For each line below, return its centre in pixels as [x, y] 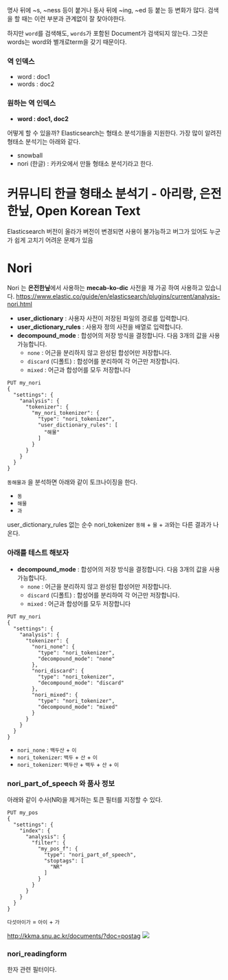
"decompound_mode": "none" [76, 659]
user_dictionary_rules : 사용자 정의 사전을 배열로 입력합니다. [100, 327]
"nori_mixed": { [55, 695]
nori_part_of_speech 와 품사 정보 [61, 783]
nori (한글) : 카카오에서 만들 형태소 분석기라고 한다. [85, 163]
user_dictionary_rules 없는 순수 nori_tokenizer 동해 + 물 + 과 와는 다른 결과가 [109, 525]
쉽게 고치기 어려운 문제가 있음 [54, 240]
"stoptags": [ [64, 861]
